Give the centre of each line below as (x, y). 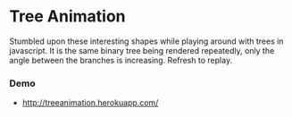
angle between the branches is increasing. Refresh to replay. (121, 60)
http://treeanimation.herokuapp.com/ (90, 103)
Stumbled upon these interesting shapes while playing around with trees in (146, 41)
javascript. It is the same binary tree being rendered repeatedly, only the (142, 50)
